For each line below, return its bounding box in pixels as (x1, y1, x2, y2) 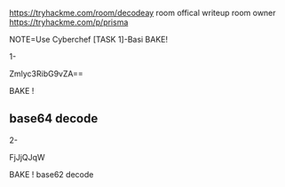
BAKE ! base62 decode (9, 168, 94, 180)
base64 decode (9, 111, 99, 127)
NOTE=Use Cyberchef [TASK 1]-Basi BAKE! (9, 35, 169, 44)
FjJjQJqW (9, 152, 46, 162)
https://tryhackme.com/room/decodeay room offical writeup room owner (9, 8, 277, 18)
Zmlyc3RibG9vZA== (9, 68, 84, 79)
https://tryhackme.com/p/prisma (9, 17, 129, 27)
